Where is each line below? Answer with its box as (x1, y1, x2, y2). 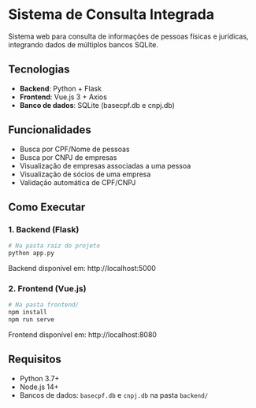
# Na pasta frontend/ (8, 301, 80, 309)
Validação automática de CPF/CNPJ (19, 177, 136, 187)
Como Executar (8, 200, 86, 213)
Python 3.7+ (19, 373, 60, 383)
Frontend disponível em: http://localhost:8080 (8, 329, 158, 339)
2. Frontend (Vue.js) (8, 283, 87, 294)
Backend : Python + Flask (19, 83, 102, 93)
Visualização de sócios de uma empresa (19, 169, 151, 179)
